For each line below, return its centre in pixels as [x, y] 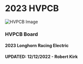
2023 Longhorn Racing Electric [37, 46]
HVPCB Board [21, 34]
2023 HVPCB [32, 8]
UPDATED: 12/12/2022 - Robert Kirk [41, 57]
